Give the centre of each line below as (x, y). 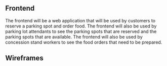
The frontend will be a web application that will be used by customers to (80, 20)
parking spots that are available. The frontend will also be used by (74, 37)
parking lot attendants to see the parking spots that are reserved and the (81, 31)
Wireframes (25, 58)
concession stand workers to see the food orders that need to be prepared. (84, 42)
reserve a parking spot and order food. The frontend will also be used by (81, 26)
